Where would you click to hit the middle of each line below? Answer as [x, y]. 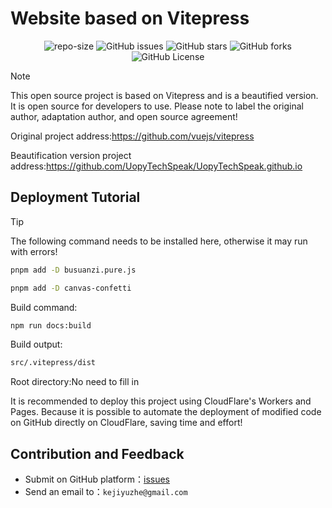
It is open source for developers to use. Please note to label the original [157, 106]
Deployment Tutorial [75, 197]
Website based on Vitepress [130, 18]
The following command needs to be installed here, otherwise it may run [159, 241]
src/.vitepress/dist [53, 363]
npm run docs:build [51, 325]
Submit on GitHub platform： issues [97, 479]
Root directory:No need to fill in [75, 382]
